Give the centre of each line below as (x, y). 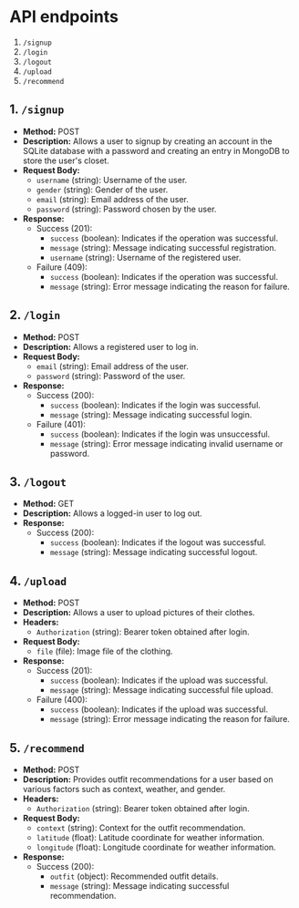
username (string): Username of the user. (112, 180)
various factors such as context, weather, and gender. (124, 789)
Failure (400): (62, 700)
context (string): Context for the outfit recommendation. (141, 828)
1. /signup (37, 110)
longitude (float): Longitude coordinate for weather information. (156, 847)
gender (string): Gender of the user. (102, 190)
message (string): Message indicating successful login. (151, 414)
